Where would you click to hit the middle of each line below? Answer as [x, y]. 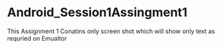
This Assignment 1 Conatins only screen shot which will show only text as [111, 31]
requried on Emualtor [37, 38]
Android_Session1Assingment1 [97, 13]
